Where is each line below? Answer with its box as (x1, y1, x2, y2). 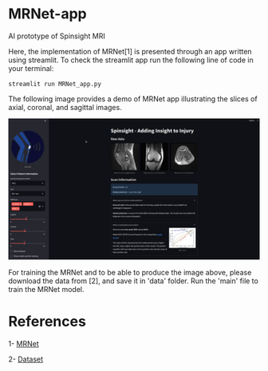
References (8, 313, 86, 331)
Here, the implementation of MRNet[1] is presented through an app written (8, 46, 253, 56)
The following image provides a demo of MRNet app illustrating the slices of (8, 93, 258, 104)
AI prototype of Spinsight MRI (8, 31, 105, 41)
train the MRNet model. (8, 284, 85, 294)
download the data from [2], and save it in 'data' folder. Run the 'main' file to (8, 276, 259, 286)
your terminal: (8, 63, 54, 73)
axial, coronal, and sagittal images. (8, 102, 122, 112)
